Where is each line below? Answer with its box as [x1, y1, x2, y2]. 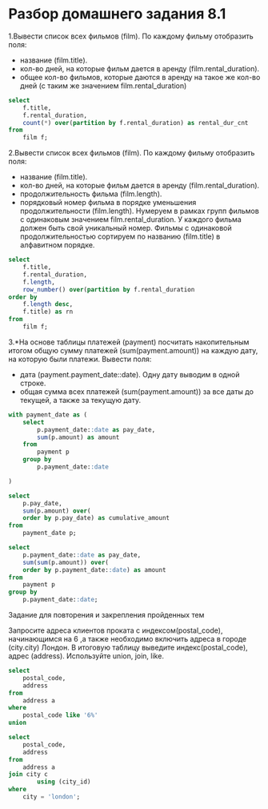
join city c [8, 771, 48, 779]
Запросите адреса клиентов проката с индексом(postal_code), [8, 626, 223, 635]
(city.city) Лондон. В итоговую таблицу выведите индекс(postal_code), [8, 642, 248, 653]
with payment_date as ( [8, 410, 88, 419]
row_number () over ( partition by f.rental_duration [22, 285, 195, 293]
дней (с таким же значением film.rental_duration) [19, 81, 187, 91]
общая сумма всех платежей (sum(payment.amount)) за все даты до [19, 386, 254, 396]
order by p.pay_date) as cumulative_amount [22, 514, 170, 522]
